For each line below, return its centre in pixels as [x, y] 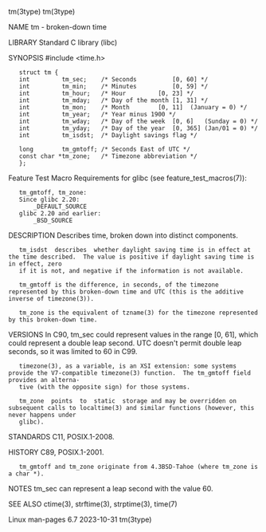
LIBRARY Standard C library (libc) [63, 42]
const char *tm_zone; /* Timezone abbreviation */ [108, 156]
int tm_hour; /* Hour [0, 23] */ [106, 93]
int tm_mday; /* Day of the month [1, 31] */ [113, 100]
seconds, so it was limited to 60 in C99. [73, 351]
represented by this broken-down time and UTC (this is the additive [126, 292]
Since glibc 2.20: [49, 199]
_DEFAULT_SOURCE [60, 207]
